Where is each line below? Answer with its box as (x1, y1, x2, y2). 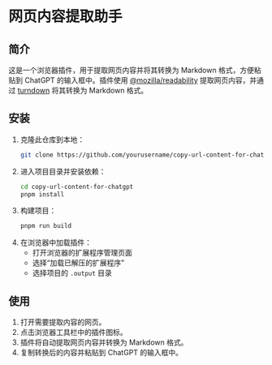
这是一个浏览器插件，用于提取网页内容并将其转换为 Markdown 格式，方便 (8, 66, 254, 75)
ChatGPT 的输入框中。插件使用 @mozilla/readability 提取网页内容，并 (24, 75, 257, 85)
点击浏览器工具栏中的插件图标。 (19, 328, 127, 337)
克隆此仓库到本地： (19, 135, 85, 144)
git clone (19, 151, 54, 159)
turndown (17, 86, 50, 95)
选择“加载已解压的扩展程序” (32, 258, 124, 268)
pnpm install (19, 190, 65, 199)
